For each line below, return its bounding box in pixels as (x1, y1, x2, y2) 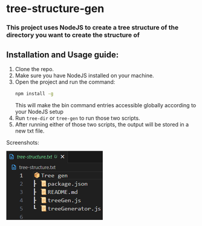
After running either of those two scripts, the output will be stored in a (15, 121, 189, 128)
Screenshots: (6, 139, 39, 146)
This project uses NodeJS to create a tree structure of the (6, 24, 179, 32)
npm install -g (15, 90, 54, 96)
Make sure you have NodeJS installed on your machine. (15, 72, 154, 79)
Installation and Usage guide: (6, 49, 119, 60)
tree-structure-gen (6, 2, 105, 16)
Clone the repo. (15, 65, 54, 72)
